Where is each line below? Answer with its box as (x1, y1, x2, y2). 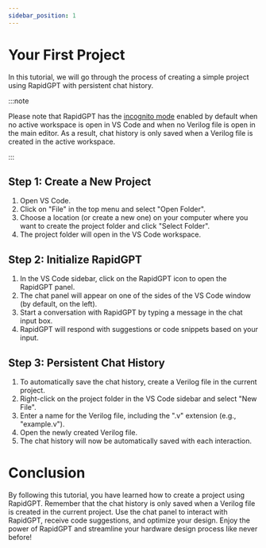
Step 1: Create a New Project (8, 175, 152, 188)
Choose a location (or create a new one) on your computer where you (19, 213, 249, 222)
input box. (19, 316, 53, 326)
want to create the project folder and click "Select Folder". (19, 222, 210, 231)
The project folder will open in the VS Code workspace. (19, 230, 202, 239)
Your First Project (8, 45, 125, 64)
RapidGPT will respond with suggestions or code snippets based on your (19, 325, 258, 334)
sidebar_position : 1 (8, 11, 77, 20)
